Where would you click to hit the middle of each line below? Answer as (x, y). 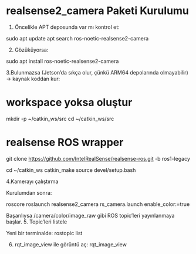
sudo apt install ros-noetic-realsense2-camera (62, 61)
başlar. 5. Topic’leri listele (37, 222)
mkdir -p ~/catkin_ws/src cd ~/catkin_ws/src (60, 118)
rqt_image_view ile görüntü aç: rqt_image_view (71, 244)
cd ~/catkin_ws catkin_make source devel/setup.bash (71, 170)
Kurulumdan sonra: (29, 192)
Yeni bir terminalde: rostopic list (44, 233)
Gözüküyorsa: (31, 50)
